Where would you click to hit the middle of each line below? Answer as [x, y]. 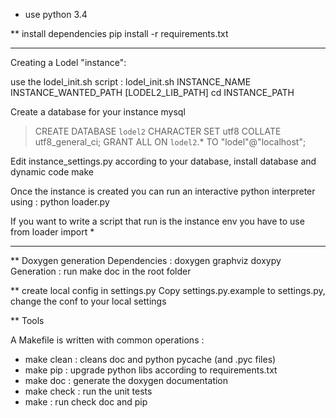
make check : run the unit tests [88, 391]
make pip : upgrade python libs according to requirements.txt [151, 370]
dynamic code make [52, 172]
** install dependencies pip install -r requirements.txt [119, 33]
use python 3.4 [56, 14]
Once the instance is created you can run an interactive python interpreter [163, 191]
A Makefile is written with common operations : [107, 340]
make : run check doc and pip [86, 402]
